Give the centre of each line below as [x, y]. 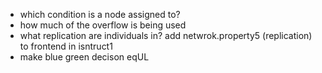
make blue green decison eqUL [84, 57]
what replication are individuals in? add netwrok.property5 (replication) [166, 35]
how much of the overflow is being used [103, 25]
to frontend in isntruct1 [66, 46]
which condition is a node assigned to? [100, 14]
